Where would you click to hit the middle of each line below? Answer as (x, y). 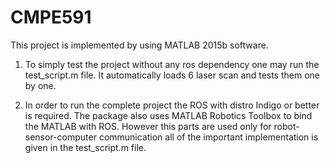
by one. (40, 85)
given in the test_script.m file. (85, 147)
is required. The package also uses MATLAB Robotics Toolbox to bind (168, 115)
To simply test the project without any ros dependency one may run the (172, 64)
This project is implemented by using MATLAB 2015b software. (139, 45)
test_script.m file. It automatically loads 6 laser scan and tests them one (172, 75)
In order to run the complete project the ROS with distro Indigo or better (172, 105)
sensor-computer (60, 137)
